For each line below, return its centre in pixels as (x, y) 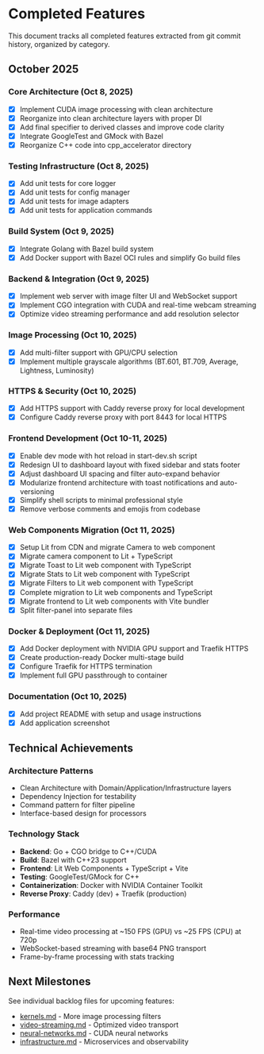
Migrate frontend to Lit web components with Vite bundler (114, 601)
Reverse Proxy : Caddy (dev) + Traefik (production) (103, 894)
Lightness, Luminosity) (57, 370)
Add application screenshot (65, 723)
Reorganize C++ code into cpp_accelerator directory (105, 145)
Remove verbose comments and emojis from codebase (110, 508)
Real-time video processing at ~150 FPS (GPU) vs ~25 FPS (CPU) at (130, 931)
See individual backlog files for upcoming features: (91, 1001)
